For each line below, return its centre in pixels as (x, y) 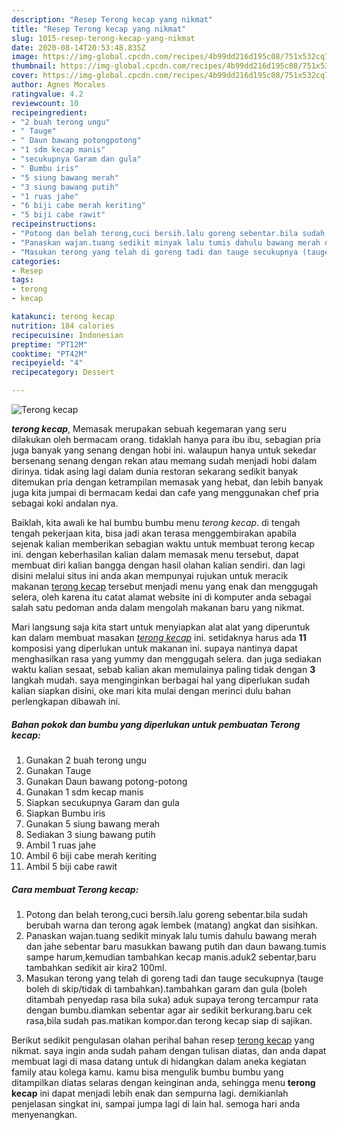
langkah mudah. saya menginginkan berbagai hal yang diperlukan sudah (161, 680)
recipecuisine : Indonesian (67, 335)
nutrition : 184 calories (63, 326)
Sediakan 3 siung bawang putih (90, 834)
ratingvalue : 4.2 (47, 94)
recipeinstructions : (54, 224)
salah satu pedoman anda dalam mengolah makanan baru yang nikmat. (158, 607)
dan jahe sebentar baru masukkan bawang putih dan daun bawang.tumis (176, 946)
